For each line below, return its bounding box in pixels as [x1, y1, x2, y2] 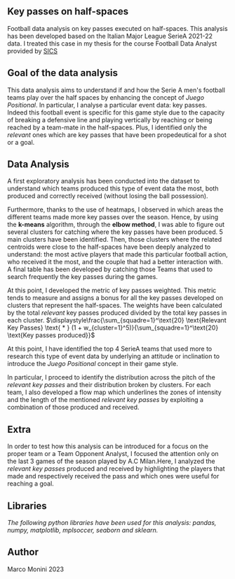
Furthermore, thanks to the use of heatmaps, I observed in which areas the [7, 205, 224, 214]
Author [7, 546, 39, 558]
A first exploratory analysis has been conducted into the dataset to [7, 177, 200, 186]
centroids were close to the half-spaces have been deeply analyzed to [7, 242, 211, 252]
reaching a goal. [7, 479, 54, 488]
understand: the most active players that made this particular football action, [7, 250, 228, 259]
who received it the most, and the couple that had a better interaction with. [7, 258, 223, 266]
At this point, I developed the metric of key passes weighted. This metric [7, 286, 217, 294]
